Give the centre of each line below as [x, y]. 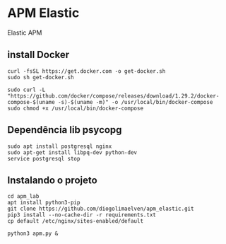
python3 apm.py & [33, 234]
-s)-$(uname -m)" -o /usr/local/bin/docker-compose [135, 102]
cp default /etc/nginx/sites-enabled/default [75, 221]
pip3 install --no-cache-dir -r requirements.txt [82, 215]
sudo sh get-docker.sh [41, 77]
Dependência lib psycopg [65, 130]
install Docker [38, 55]
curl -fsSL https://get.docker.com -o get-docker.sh [87, 71]
